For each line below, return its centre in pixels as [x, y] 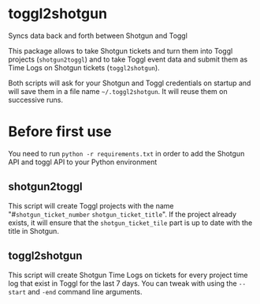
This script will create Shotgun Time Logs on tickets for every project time [128, 275]
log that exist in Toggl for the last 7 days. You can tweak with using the [123, 283]
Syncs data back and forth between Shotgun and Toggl [98, 36]
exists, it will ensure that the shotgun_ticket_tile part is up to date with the [130, 223]
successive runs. [35, 99]
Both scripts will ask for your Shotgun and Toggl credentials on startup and [130, 83]
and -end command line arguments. [85, 291]
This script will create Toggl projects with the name [91, 205]
